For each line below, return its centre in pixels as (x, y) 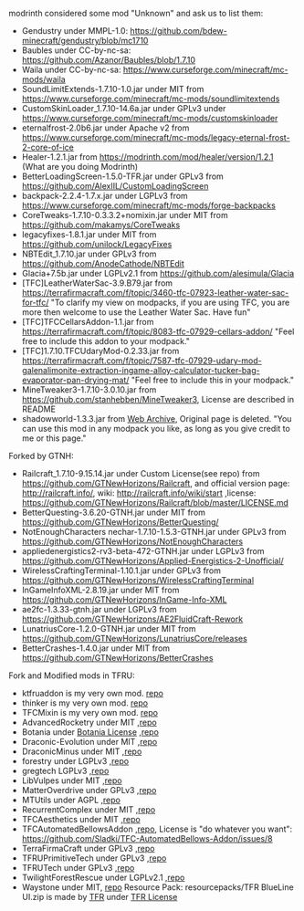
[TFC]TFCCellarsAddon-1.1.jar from (88, 322)
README (39, 409)
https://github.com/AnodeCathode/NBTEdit (103, 263)
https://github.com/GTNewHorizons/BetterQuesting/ (121, 522)
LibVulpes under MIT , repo (72, 780)
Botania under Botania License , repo (90, 732)
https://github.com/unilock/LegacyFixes (97, 244)
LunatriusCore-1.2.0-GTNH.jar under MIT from (109, 628)
